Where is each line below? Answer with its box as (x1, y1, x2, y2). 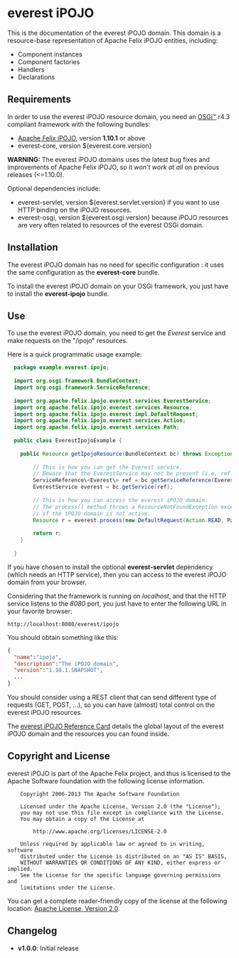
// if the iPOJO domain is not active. (33, 510, 152, 517)
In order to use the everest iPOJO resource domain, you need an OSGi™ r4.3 (7, 112, 230, 121)
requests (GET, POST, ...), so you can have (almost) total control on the (7, 700, 216, 709)
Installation (7, 241, 58, 254)
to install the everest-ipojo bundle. (7, 289, 110, 297)
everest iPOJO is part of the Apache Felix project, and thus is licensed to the (7, 769, 231, 778)
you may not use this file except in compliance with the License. (20, 809, 224, 816)
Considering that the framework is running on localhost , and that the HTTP (7, 591, 226, 600)
